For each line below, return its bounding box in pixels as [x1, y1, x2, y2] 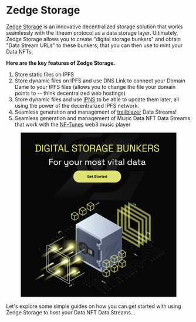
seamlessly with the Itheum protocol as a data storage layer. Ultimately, [6, 29, 178, 36]
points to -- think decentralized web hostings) [14, 89, 126, 97]
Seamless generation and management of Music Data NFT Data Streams [14, 114, 191, 121]
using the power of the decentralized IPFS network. [14, 102, 140, 109]
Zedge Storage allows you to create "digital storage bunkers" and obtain [6, 35, 181, 42]
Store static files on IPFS [14, 71, 75, 78]
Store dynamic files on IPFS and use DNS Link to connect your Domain [14, 77, 186, 84]
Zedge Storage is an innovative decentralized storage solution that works [6, 23, 183, 30]
